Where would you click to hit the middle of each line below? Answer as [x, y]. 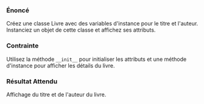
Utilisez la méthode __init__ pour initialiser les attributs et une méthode [97, 59]
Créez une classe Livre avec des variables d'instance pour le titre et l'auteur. [102, 24]
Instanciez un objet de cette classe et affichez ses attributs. [81, 30]
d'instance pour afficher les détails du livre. [61, 65]
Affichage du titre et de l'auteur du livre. [56, 94]
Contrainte [23, 46]
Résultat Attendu [32, 81]
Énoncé [18, 10]
